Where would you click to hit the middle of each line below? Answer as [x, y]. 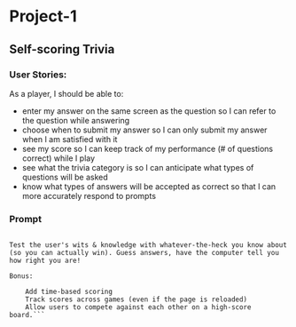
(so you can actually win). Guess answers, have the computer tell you [144, 253]
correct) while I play [58, 158]
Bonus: [21, 276]
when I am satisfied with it [70, 139]
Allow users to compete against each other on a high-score [138, 307]
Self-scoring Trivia [62, 49]
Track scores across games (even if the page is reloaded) [136, 299]
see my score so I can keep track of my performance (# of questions [147, 148]
